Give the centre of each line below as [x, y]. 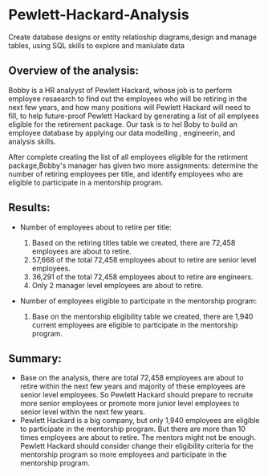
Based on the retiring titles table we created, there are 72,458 [134, 242]
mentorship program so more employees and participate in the [123, 454]
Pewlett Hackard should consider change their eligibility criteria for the [137, 446]
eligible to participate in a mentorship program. [86, 182]
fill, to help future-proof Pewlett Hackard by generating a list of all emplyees [134, 116]
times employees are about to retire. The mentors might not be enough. [138, 437]
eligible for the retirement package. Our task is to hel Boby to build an [123, 124]
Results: [29, 207]
